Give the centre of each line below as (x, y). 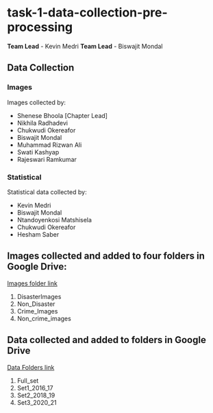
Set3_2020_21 (37, 402)
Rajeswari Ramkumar (47, 159)
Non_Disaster (36, 304)
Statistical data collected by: (47, 192)
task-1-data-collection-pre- (87, 13)
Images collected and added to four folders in (106, 256)
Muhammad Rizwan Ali (49, 145)
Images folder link (33, 283)
